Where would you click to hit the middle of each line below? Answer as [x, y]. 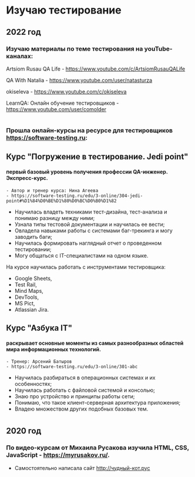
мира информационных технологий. [54, 349]
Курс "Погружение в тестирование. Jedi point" [97, 157]
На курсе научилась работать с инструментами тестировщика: [86, 267]
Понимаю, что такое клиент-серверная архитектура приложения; [97, 403]
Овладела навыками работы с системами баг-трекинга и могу [94, 231]
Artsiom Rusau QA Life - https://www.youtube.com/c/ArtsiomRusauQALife [96, 69]
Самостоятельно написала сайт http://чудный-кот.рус [82, 468]
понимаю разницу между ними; [55, 218]
